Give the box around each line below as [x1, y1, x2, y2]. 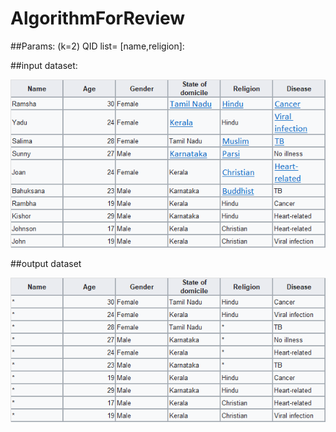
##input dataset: [10, 59, 78, 71]
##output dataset [10, 258, 82, 270]
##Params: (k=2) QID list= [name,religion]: [10, 40, 185, 52]
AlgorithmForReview [10, 7, 186, 30]
